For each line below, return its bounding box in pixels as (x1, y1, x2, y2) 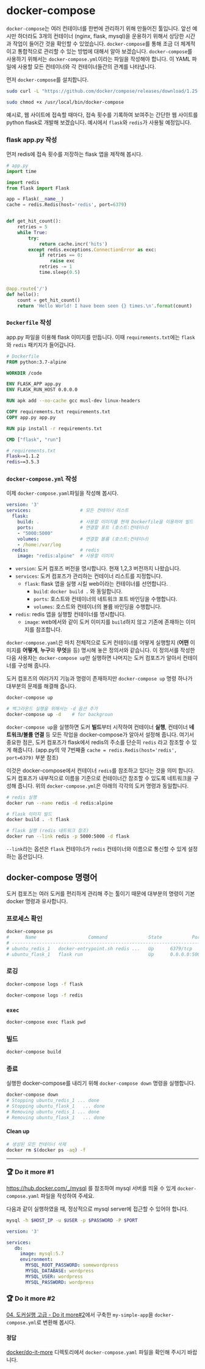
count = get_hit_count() (17, 297, 81, 303)
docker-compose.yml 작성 (6, 474, 77, 483)
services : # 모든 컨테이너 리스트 (6, 507, 129, 514)
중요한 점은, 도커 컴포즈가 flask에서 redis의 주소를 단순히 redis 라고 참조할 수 (6, 738, 191, 746)
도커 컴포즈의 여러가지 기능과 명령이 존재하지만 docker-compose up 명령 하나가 (6, 675, 193, 682)
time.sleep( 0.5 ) (38, 270, 81, 276)
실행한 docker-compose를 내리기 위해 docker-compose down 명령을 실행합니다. (6, 1080, 196, 1087)
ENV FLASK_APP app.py (6, 381, 62, 387)
